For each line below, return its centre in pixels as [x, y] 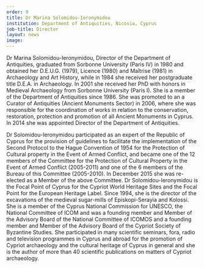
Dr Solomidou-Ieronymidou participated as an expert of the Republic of [96, 135]
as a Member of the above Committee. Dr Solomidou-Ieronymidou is [112, 180]
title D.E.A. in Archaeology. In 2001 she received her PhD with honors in [96, 84]
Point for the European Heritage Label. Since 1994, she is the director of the [101, 193]
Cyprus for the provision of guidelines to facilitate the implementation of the [102, 141]
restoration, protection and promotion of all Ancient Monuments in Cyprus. [100, 116]
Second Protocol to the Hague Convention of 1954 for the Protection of [96, 148]
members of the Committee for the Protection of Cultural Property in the [97, 161]
